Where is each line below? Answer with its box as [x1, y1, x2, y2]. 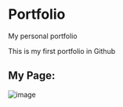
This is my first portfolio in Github [8, 46, 116, 55]
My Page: [8, 69, 56, 83]
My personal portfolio [8, 31, 78, 41]
